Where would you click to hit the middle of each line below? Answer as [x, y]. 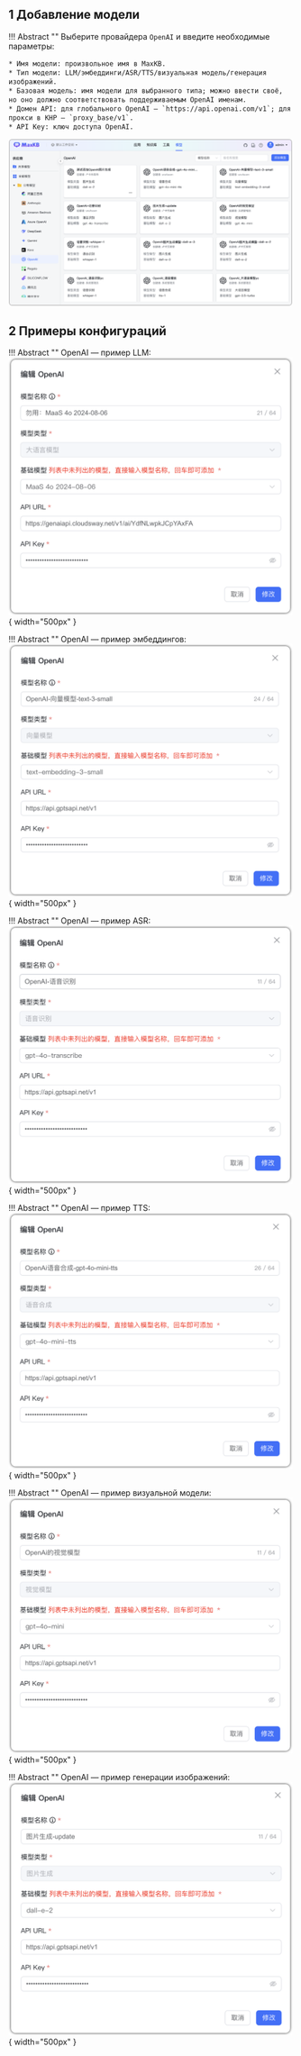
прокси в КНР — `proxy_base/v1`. [71, 118]
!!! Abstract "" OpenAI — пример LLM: [80, 353]
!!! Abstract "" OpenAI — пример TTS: [79, 1208]
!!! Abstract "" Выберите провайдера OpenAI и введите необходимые [139, 36]
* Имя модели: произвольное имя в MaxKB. [87, 64]
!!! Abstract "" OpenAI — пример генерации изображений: [119, 1777]
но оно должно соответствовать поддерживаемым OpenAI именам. [128, 100]
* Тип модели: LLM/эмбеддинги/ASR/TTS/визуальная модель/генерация [138, 73]
